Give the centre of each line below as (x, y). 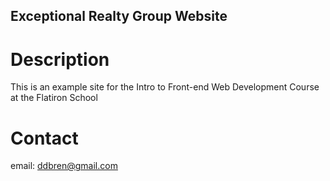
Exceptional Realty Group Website (119, 16)
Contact (44, 138)
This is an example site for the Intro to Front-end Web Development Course (165, 87)
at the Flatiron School (54, 98)
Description (60, 59)
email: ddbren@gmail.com (64, 166)
